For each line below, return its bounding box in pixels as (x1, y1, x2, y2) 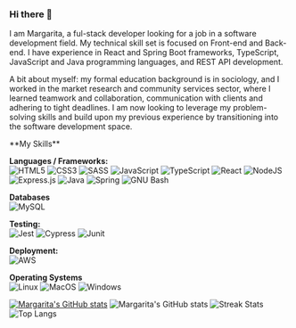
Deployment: (9, 245, 59, 257)
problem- (233, 102, 267, 113)
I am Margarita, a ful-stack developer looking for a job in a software (9, 29, 257, 39)
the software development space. (9, 121, 133, 132)
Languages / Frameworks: (9, 156, 109, 167)
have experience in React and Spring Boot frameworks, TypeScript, (31, 47, 279, 58)
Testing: (9, 218, 41, 230)
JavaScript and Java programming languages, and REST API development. (9, 57, 284, 68)
